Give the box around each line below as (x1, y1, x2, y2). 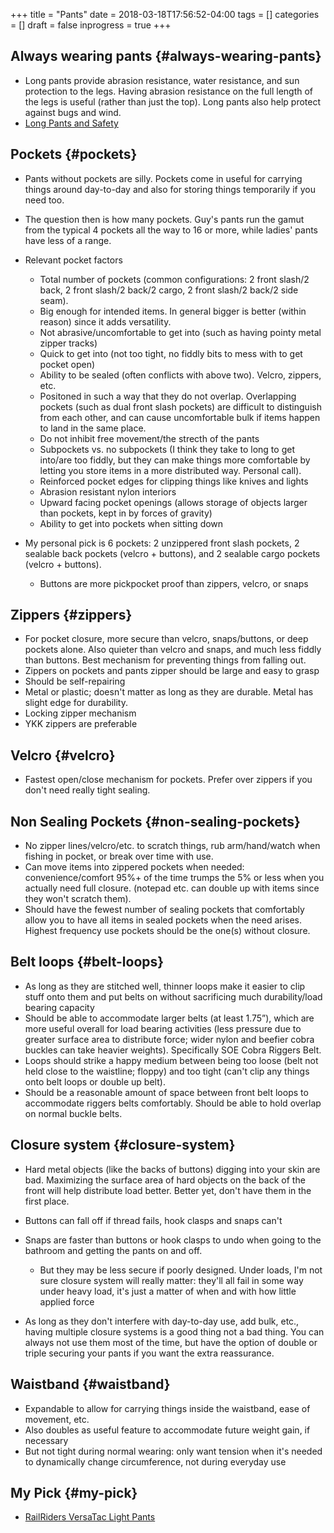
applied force (39, 1295, 95, 1308)
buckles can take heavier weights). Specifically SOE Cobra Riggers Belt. (24, 1044, 322, 1056)
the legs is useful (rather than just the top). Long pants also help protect (24, 95, 322, 108)
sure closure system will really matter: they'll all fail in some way (39, 1274, 304, 1286)
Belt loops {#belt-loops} (10, 954, 165, 971)
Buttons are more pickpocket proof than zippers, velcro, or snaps (39, 577, 309, 589)
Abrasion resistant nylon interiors (39, 485, 177, 498)
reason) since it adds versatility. (39, 315, 172, 328)
